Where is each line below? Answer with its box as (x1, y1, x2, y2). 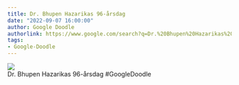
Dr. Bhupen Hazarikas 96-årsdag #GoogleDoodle (7, 70, 152, 78)
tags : (7, 37, 23, 44)
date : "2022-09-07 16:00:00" (7, 17, 94, 24)
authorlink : (7, 30, 43, 38)
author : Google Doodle (7, 23, 75, 30)
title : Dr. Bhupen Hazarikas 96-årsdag (7, 10, 126, 18)
